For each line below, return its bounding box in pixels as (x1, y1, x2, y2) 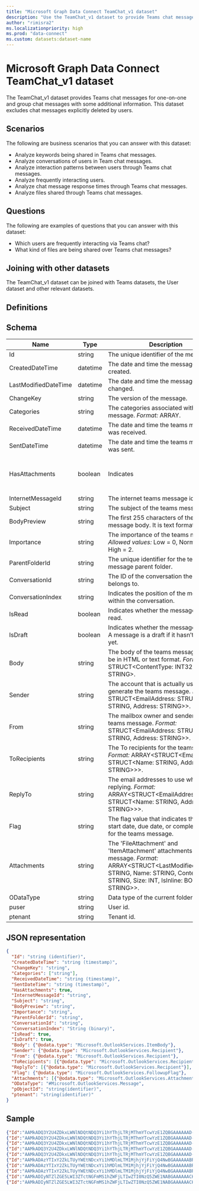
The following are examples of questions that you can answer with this (6, 222, 179, 229)
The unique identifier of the (108, 350, 184, 358)
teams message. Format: (108, 719, 177, 727)
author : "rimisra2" (6, 20, 54, 26)
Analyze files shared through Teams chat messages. (14, 189, 143, 196)
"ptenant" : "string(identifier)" (11, 1092, 94, 1098)
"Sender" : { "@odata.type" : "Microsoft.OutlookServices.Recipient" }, (11, 1048, 184, 1054)
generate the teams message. (108, 687, 191, 695)
